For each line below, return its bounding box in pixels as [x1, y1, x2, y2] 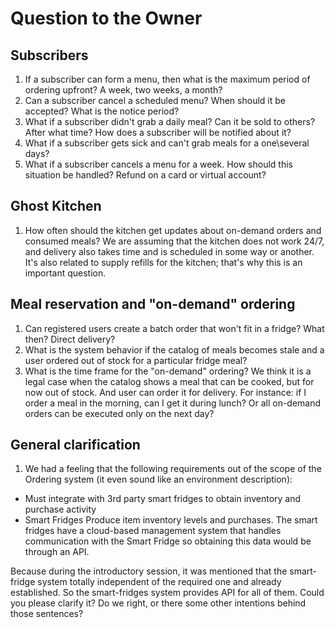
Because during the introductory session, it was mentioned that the [10, 565, 288, 577]
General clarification [10, 437, 141, 454]
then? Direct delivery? [24, 333, 116, 345]
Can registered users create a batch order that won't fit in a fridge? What [24, 322, 325, 334]
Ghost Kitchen [10, 198, 102, 215]
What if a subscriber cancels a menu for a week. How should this [24, 158, 293, 170]
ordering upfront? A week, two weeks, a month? [24, 84, 223, 96]
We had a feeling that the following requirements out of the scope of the [24, 463, 322, 475]
